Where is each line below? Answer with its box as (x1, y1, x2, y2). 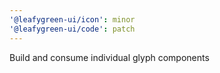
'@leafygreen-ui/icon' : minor (9, 14, 136, 25)
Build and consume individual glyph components (9, 51, 210, 63)
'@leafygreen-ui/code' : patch (9, 24, 136, 34)
